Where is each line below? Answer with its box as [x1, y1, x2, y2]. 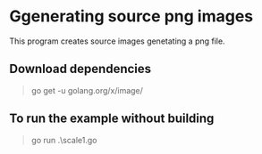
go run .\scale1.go [30, 134, 97, 145]
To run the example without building [9, 111, 215, 126]
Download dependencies [9, 61, 152, 77]
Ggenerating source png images [9, 6, 254, 27]
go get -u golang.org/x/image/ [30, 85, 143, 95]
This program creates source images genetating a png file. [9, 36, 225, 46]
